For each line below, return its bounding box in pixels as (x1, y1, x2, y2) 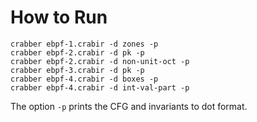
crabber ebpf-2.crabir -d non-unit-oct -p (10, 56, 190, 66)
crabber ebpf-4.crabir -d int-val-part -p (10, 82, 190, 93)
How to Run (10, 6, 108, 29)
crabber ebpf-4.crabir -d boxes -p (10, 74, 159, 84)
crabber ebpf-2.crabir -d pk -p (10, 47, 145, 58)
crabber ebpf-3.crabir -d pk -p (10, 65, 145, 75)
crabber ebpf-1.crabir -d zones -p (10, 39, 159, 49)
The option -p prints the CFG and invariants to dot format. (10, 100, 248, 112)
